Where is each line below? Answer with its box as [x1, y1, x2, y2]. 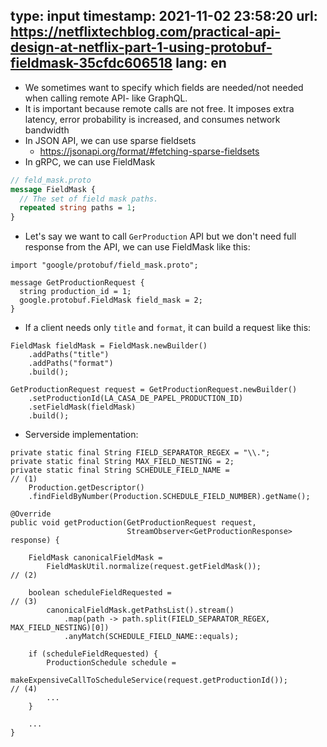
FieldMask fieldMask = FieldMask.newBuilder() [10, 341, 208, 351]
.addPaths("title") [28, 350, 110, 360]
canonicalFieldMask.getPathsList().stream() [46, 605, 235, 616]
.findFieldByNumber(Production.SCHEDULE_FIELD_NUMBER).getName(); [28, 492, 311, 502]
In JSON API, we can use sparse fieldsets [24, 134, 197, 146]
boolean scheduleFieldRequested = [28, 588, 172, 598]
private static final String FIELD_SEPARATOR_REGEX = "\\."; [10, 448, 271, 458]
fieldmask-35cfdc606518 [10, 55, 173, 72]
